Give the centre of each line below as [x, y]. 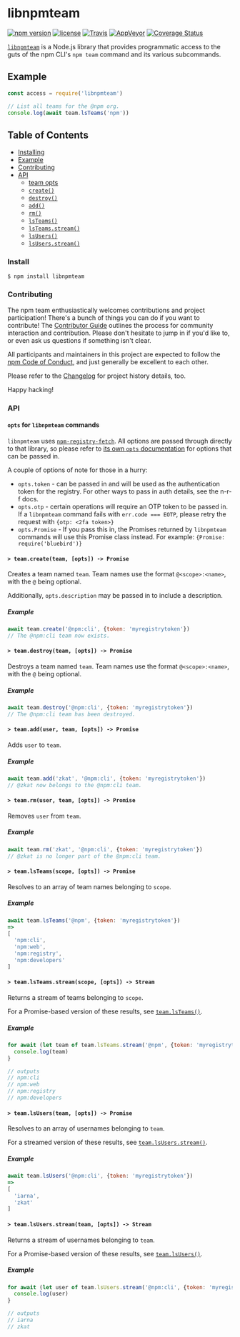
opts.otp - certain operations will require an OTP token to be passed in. [123, 506]
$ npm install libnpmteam [46, 276]
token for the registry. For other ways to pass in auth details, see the [118, 491]
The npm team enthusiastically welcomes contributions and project [106, 310]
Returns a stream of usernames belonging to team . [81, 1240]
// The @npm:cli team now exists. [59, 636]
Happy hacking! [31, 389]
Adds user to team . [35, 745]
